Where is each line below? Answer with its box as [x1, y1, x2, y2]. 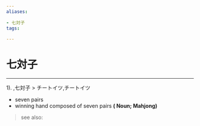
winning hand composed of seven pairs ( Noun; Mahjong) [14, 102, 158, 109]
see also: [20, 114, 43, 121]
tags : [6, 25, 20, 31]
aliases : [6, 8, 28, 15]
